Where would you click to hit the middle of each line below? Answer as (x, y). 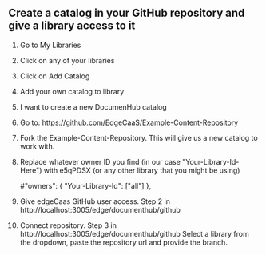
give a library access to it (72, 26)
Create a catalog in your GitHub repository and (127, 13)
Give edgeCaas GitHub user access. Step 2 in (95, 201)
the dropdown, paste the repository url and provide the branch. (123, 242)
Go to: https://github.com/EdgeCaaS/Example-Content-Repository (129, 122)
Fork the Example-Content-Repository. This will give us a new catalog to (139, 137)
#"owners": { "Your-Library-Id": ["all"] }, (85, 185)
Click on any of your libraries (67, 60)
